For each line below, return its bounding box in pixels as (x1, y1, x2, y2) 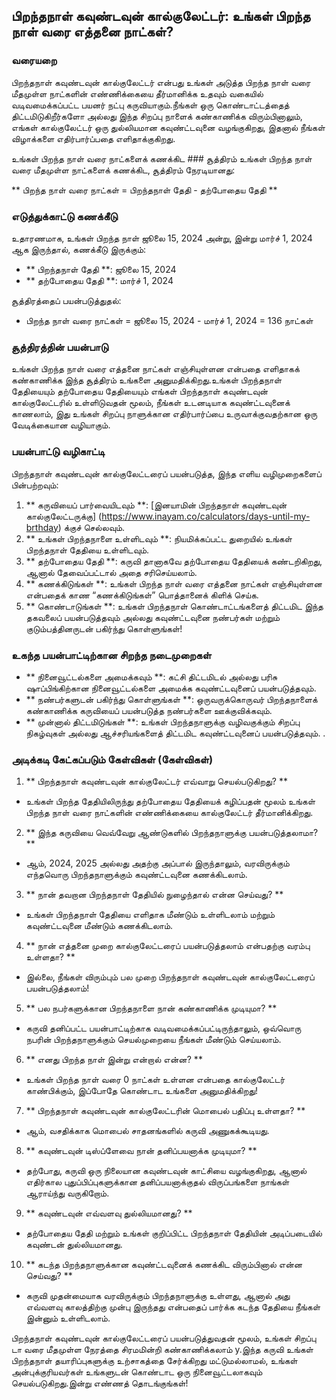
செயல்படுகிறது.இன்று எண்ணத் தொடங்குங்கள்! (11, 1377, 189, 1389)
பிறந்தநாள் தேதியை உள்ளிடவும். (25, 544, 150, 556)
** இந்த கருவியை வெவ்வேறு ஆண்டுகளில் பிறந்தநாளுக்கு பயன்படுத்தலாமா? (25, 827, 319, 839)
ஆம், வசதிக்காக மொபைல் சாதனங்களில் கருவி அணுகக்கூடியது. (25, 1125, 270, 1137)
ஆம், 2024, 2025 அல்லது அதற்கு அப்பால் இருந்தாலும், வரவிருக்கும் (25, 857, 290, 869)
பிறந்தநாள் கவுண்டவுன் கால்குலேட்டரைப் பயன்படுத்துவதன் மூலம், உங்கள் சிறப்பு (11, 1332, 317, 1344)
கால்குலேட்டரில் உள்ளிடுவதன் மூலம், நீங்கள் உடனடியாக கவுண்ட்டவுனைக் (11, 397, 291, 409)
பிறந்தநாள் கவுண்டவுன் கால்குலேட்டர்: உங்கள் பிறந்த (11, 8, 311, 25)
